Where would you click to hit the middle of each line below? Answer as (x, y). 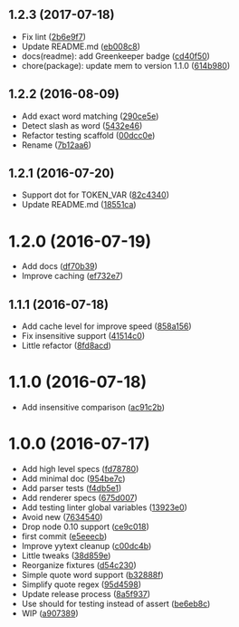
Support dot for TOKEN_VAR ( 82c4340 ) (95, 195)
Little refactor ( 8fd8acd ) (67, 346)
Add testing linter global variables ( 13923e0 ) (104, 507)
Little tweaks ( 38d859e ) (66, 555)
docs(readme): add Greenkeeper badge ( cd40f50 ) (115, 56)
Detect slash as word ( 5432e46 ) (82, 125)
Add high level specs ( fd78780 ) (80, 469)
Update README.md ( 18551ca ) (79, 205)
